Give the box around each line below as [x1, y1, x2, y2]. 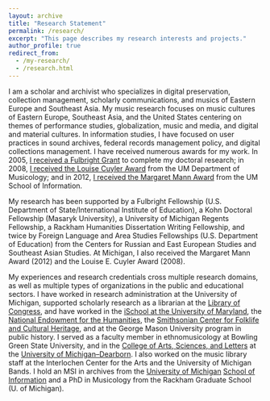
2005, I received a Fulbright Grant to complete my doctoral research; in [8, 155, 244, 165]
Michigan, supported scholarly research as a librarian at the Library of [8, 298, 240, 307]
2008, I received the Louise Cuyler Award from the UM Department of [8, 163, 240, 173]
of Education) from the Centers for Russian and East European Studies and [8, 239, 256, 249]
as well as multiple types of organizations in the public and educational [8, 280, 244, 290]
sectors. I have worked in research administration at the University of [8, 289, 238, 299]
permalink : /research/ [8, 27, 85, 35]
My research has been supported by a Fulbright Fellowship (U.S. [8, 196, 222, 206]
